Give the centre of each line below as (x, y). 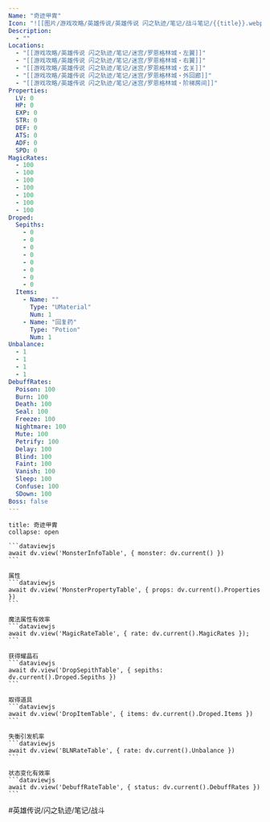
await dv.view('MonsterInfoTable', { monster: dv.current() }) (117, 553)
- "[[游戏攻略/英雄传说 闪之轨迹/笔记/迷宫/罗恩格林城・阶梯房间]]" (117, 83)
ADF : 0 (27, 143)
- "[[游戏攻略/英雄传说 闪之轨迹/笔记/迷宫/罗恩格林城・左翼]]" (111, 53)
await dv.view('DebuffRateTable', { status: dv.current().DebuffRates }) (135, 787)
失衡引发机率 (27, 736)
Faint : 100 (34, 464)
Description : (30, 31)
